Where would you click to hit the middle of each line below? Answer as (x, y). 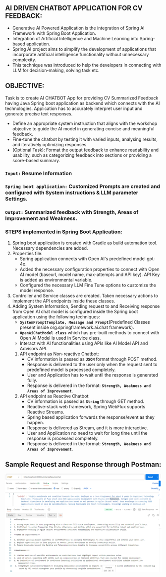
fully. (32, 380)
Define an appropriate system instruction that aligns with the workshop (85, 123)
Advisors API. (33, 348)
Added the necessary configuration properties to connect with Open (89, 269)
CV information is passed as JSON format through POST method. (92, 359)
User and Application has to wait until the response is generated (93, 375)
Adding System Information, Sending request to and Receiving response (86, 306)
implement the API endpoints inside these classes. (64, 301)
